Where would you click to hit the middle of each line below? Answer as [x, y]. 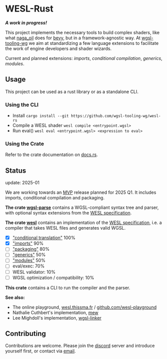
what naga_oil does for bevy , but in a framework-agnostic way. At [73, 38]
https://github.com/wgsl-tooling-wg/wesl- [116, 116]
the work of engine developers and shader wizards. [58, 48]
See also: [15, 297]
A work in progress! [26, 23]
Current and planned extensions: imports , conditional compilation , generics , [84, 58]
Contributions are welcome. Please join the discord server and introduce [80, 346]
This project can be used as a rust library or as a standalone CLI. [72, 92]
